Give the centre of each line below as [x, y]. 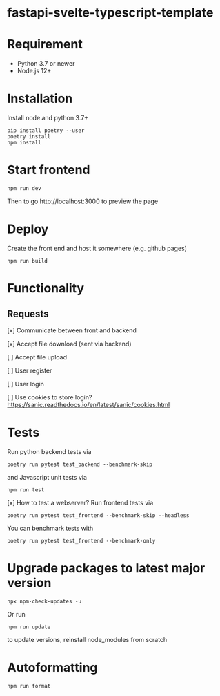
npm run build [28, 261]
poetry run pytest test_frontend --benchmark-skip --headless [98, 515]
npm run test [26, 490]
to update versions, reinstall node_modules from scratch [87, 639]
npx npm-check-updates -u [44, 601]
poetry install [29, 137]
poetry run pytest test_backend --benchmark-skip [80, 464]
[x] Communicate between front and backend [72, 330]
